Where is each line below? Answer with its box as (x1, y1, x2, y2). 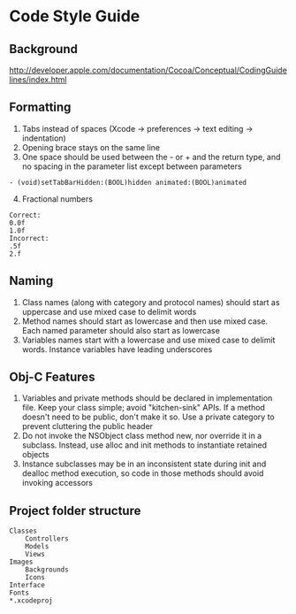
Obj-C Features (9, 370, 95, 385)
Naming (9, 273, 54, 288)
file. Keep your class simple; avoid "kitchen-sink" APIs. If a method (21, 403, 265, 413)
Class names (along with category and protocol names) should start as (21, 296, 280, 307)
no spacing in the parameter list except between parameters (21, 161, 242, 172)
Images (9, 557, 34, 567)
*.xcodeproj (9, 596, 53, 605)
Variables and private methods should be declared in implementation (21, 393, 273, 403)
